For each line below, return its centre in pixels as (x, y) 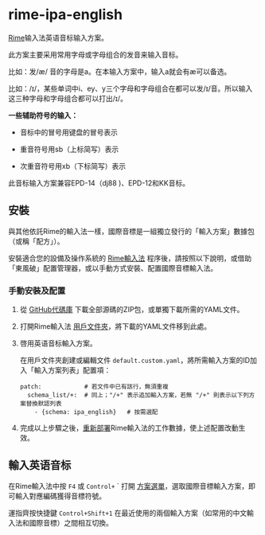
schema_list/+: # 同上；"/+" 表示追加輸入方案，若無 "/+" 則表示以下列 (138, 396)
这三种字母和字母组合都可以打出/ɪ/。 (68, 98)
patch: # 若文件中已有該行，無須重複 (94, 387)
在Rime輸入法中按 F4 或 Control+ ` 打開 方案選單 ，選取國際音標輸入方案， (129, 486)
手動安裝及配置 (37, 291)
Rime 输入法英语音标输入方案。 (58, 37)
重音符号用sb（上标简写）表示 (69, 149)
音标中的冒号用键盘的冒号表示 (68, 132)
